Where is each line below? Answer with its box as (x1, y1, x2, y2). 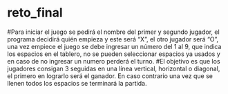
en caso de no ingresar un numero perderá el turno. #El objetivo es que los (7, 57, 220, 65)
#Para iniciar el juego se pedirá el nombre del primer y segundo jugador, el (7, 28, 220, 36)
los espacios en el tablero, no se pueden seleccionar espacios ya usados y (7, 50, 221, 58)
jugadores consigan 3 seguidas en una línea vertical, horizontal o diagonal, (7, 64, 220, 73)
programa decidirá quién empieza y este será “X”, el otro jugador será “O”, (7, 35, 219, 43)
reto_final (7, 5, 64, 21)
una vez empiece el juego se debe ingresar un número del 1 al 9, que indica (7, 42, 222, 50)
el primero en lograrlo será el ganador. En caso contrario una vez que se (7, 71, 213, 80)
